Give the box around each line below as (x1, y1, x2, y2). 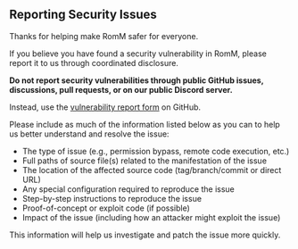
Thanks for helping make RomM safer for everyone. (9, 30, 199, 41)
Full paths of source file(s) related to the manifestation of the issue (21, 155, 268, 166)
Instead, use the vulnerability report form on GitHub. (9, 102, 202, 112)
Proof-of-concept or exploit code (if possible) (21, 203, 190, 213)
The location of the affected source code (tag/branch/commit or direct (21, 164, 282, 175)
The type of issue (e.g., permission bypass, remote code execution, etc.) (21, 145, 290, 156)
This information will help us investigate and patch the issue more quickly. (9, 229, 281, 240)
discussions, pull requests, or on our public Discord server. (9, 84, 234, 95)
